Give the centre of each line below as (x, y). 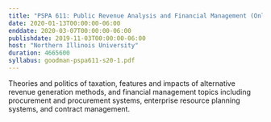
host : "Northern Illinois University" (73, 46)
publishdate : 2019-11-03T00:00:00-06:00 (77, 38)
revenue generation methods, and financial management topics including (130, 91)
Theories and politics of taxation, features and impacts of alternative (122, 83)
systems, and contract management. (69, 108)
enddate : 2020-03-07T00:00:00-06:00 (70, 31)
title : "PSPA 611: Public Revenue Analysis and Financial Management (128, 16)
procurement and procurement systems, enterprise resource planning (124, 100)
